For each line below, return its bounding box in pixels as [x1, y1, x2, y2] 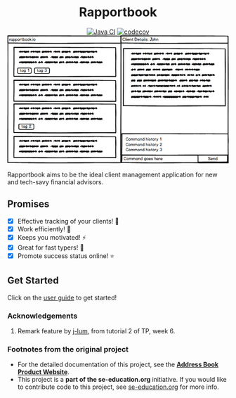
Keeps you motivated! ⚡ [17, 233, 86, 241]
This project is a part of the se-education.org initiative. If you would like [17, 375, 227, 384]
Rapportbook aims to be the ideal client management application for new [7, 170, 218, 179]
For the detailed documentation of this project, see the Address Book [17, 360, 219, 369]
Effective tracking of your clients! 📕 [17, 217, 119, 225]
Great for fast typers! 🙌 [17, 243, 84, 252]
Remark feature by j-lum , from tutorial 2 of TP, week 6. [17, 326, 176, 335]
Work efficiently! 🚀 [17, 224, 72, 233]
